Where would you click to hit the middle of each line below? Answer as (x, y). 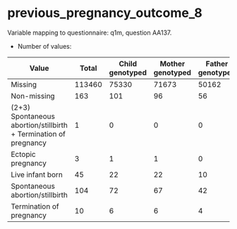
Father (217, 64)
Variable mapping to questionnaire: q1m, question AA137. (90, 33)
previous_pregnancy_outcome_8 (105, 13)
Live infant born (37, 175)
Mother (172, 64)
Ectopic (24, 154)
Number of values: (44, 46)
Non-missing (33, 95)
